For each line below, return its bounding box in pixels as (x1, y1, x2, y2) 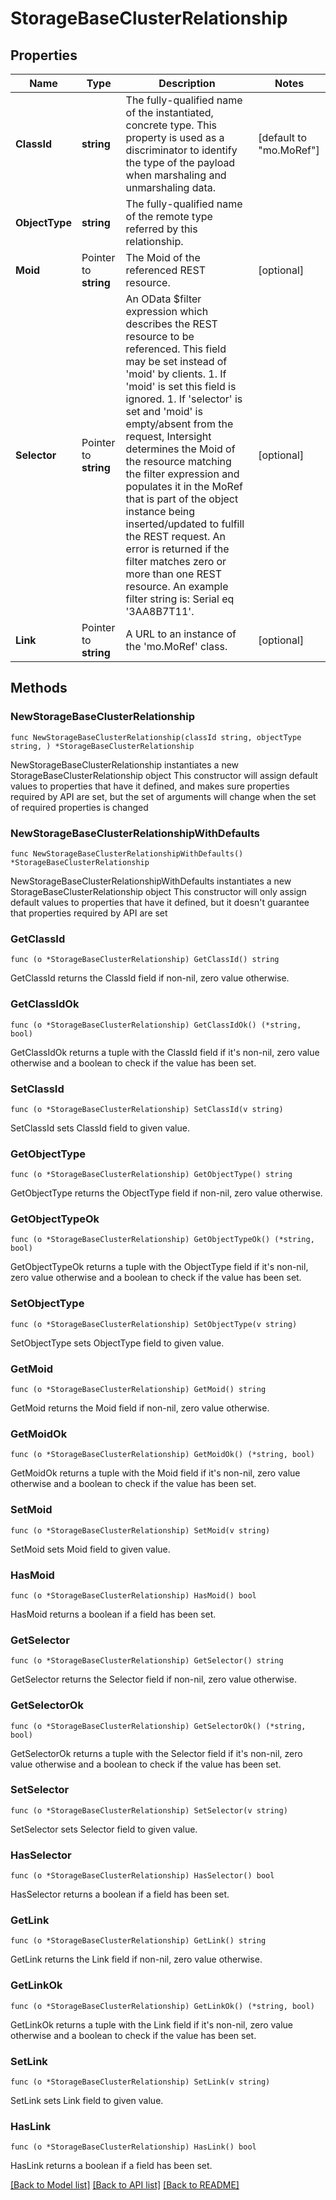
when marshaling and (125, 168, 227, 182)
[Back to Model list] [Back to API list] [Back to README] (10, 2179, 240, 2191)
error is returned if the (125, 542, 230, 556)
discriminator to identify (125, 143, 238, 157)
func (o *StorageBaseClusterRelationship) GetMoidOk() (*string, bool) (10, 1450, 315, 1460)
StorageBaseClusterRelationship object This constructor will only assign (10, 885, 307, 897)
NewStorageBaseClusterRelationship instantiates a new (10, 758, 240, 771)
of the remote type (125, 210, 213, 223)
